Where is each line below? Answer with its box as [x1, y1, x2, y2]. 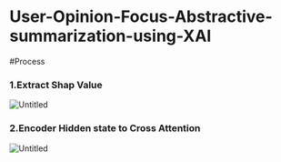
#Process [9, 56, 45, 66]
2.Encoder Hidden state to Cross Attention [9, 122, 201, 135]
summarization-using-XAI [9, 25, 212, 46]
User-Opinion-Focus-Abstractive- [9, 6, 273, 27]
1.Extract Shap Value [9, 78, 103, 91]
